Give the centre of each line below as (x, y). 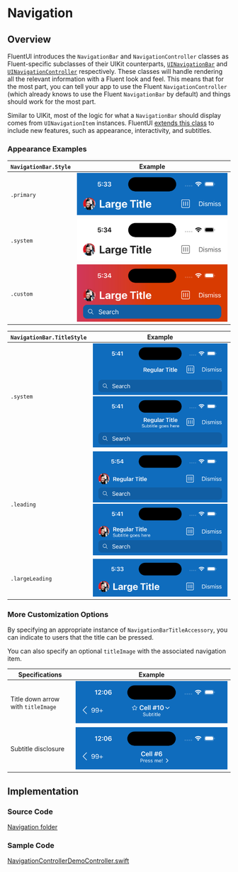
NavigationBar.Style (41, 167)
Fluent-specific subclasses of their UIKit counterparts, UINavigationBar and (118, 64)
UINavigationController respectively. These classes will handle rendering (115, 71)
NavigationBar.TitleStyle (49, 338)
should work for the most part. (52, 102)
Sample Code (31, 846)
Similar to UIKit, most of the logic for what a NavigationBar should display (114, 115)
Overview (29, 39)
